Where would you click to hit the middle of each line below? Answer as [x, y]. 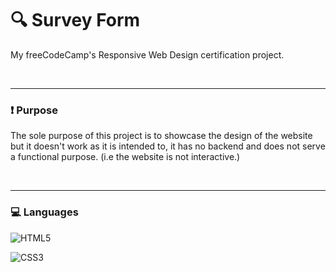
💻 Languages [44, 212]
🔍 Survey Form [75, 20]
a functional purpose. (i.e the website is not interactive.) [125, 157]
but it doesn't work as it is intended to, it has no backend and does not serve [168, 146]
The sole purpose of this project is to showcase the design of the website [161, 136]
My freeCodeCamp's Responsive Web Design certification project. [147, 54]
